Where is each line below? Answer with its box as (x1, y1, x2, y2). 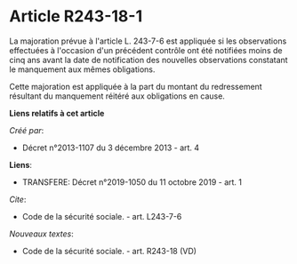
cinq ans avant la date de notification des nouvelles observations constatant (9, 54, 288, 65)
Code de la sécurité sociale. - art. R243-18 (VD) (21, 245, 197, 256)
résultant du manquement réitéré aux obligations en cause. (9, 91, 225, 101)
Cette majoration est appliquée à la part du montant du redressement (9, 81, 262, 92)
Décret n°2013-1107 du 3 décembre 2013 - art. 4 (21, 142, 200, 153)
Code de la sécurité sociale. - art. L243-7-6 (21, 211, 182, 221)
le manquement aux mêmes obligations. (9, 64, 156, 75)
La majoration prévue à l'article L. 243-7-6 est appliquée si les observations (9, 36, 287, 46)
